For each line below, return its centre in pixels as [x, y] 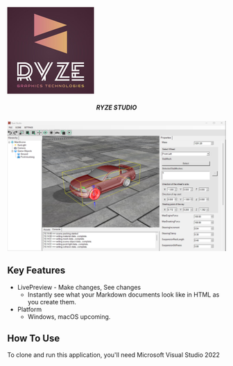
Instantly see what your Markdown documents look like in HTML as [123, 295]
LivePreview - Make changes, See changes [79, 287]
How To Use [34, 338]
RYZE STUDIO [116, 107]
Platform [29, 309]
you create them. [52, 302]
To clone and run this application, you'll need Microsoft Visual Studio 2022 [114, 355]
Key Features [36, 271]
